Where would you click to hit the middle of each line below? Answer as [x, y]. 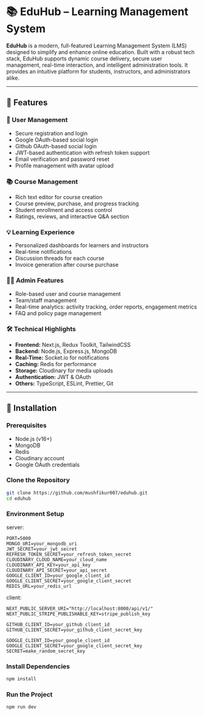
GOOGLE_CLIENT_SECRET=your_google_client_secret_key [74, 646]
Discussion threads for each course [59, 258]
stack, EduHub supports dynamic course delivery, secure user [84, 58]
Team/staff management [46, 300]
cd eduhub [19, 499]
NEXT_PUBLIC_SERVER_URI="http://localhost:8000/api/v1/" [80, 609]
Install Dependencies [38, 666]
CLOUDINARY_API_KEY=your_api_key [49, 565]
